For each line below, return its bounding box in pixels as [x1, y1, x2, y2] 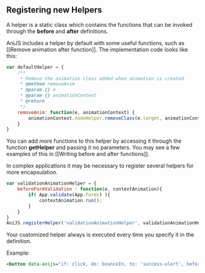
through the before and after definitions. [6, 27, 109, 35]
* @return [20, 98, 45, 104]
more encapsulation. [6, 169, 58, 176]
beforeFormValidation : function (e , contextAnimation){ [17, 186, 163, 193]
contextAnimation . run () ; [38, 197, 103, 204]
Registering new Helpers [6, 5, 103, 15]
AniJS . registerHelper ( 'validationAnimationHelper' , [6, 220, 140, 226]
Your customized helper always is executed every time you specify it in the [6, 231, 194, 238]
